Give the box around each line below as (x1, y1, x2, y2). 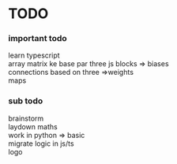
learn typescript (8, 50, 61, 60)
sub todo (8, 95, 43, 106)
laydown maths (8, 121, 58, 131)
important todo (8, 33, 67, 44)
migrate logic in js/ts (8, 139, 74, 148)
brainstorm (8, 114, 44, 123)
